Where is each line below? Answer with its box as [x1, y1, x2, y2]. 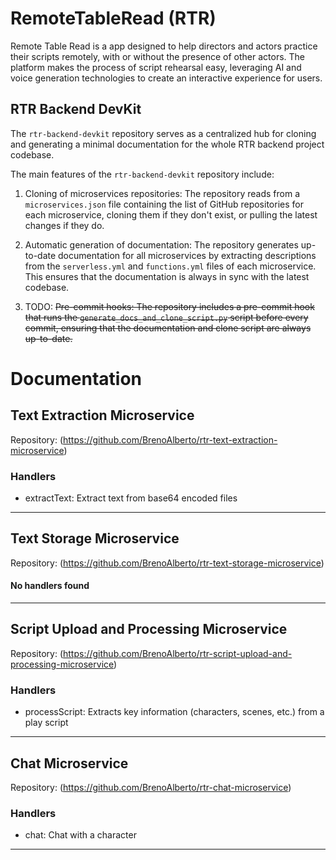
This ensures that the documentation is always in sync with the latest [24, 270, 310, 282]
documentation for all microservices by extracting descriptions [58, 249, 317, 261]
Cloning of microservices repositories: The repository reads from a [24, 187, 301, 199]
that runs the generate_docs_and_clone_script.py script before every [24, 311, 309, 323]
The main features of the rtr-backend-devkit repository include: [10, 168, 275, 180]
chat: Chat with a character [24, 829, 137, 841]
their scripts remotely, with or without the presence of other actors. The [10, 50, 306, 62]
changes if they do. [24, 219, 105, 231]
